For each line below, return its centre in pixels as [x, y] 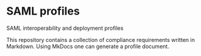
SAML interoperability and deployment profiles [65, 28]
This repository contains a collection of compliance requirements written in [101, 40]
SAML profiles [43, 11]
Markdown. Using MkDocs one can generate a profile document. [88, 46]
